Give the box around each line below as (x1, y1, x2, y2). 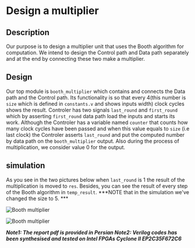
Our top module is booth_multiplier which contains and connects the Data (6, 88, 186, 95)
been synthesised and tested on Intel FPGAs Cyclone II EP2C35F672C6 (6, 235, 182, 242)
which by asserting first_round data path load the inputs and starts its (6, 112, 176, 119)
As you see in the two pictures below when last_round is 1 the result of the (6, 176, 185, 183)
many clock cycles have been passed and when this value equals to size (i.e (6, 125, 190, 132)
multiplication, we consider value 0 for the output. (6, 143, 126, 150)
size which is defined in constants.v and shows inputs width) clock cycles (6, 100, 185, 107)
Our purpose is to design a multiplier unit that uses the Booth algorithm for (6, 43, 185, 50)
